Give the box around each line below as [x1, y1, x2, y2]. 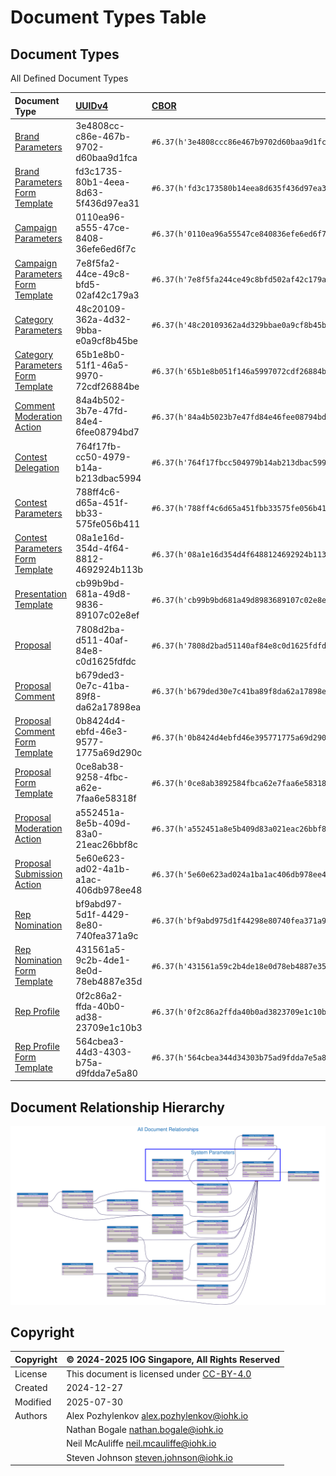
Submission [14, 868, 63, 880]
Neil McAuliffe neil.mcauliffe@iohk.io [66, 1437, 217, 1450]
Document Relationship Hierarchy [10, 1099, 225, 1116]
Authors [14, 1409, 48, 1421]
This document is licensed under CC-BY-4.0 [66, 1368, 252, 1380]
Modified [14, 1396, 52, 1408]
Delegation [14, 461, 60, 473]
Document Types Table [10, 6, 207, 29]
